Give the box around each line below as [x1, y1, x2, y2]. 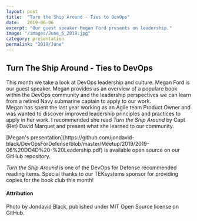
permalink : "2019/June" [6, 42, 65, 48]
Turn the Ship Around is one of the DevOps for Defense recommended [6, 164, 177, 171]
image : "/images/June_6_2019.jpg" [6, 31, 91, 36]
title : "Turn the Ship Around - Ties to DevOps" [6, 14, 131, 20]
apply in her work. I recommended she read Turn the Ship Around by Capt [6, 116, 185, 123]
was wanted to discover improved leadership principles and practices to [6, 110, 181, 117]
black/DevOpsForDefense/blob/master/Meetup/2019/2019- [6, 140, 150, 147]
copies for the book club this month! [6, 176, 94, 183]
